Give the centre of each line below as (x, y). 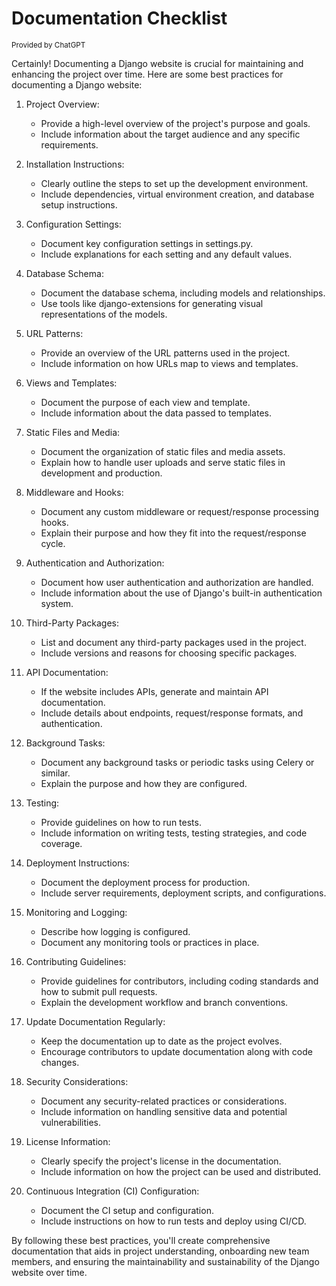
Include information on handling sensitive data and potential (164, 1111)
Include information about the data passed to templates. (156, 413)
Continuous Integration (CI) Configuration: (112, 1191)
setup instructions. (79, 204)
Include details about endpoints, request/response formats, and (172, 713)
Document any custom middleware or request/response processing (179, 511)
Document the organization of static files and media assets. (163, 451)
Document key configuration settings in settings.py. (147, 243)
